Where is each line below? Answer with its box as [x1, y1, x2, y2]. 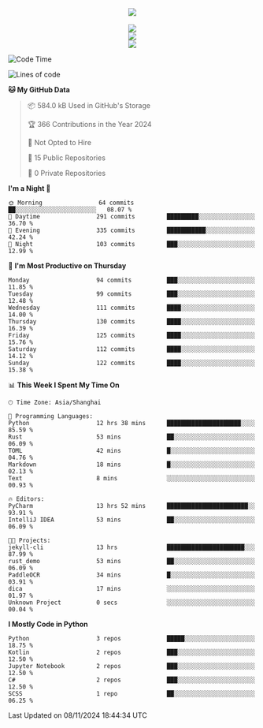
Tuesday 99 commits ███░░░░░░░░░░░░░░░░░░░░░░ [8, 290, 256, 298]
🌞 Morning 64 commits [8, 199, 135, 207]
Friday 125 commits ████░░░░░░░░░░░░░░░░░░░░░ [8, 331, 256, 339]
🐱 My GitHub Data [8, 85, 71, 94]
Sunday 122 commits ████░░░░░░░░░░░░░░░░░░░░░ [8, 359, 256, 367]
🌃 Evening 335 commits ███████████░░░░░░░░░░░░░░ [8, 226, 256, 234]
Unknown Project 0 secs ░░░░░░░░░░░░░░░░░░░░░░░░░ [8, 599, 256, 607]
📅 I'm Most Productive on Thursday [8, 261, 127, 271]
